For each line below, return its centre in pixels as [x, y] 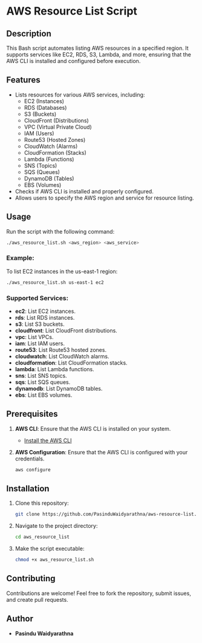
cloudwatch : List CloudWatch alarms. [62, 356]
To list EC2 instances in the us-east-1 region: [62, 271]
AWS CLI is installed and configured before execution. [73, 61]
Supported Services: [37, 298]
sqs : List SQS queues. [43, 382]
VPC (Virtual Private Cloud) [58, 127]
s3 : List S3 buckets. [40, 324]
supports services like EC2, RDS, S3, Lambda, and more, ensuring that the [99, 55]
